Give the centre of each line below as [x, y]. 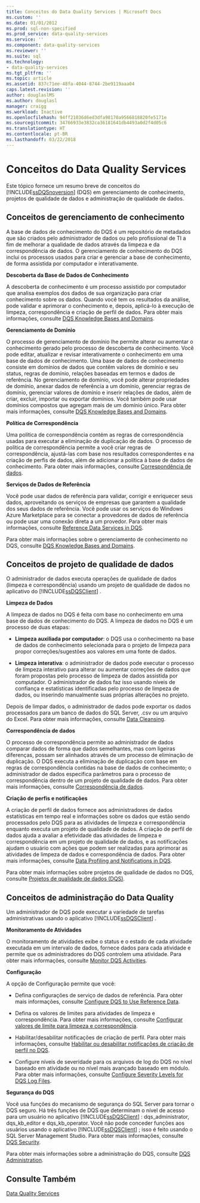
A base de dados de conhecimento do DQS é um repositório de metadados [99, 231]
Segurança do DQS [30, 1092]
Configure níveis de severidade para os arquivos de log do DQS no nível [103, 1062]
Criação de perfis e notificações [47, 798]
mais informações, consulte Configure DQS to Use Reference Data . [97, 1002]
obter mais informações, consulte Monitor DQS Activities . [77, 961]
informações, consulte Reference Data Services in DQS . [75, 527]
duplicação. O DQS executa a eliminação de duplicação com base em [92, 761]
